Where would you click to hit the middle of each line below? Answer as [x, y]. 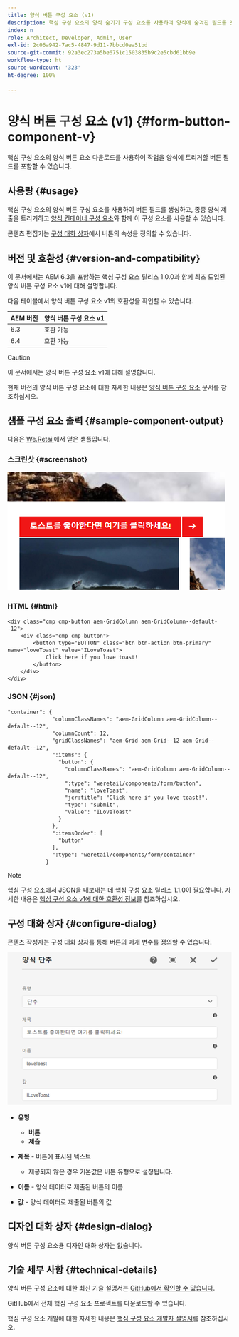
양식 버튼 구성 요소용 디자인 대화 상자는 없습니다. [75, 1245]
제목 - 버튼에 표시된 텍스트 [54, 1156]
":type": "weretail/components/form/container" [124, 855]
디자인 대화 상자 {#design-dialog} [80, 1227]
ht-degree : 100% [31, 75]
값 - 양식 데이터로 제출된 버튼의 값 [65, 1201]
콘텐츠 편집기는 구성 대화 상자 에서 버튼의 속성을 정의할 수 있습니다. [100, 234]
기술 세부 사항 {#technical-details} [83, 1270]
